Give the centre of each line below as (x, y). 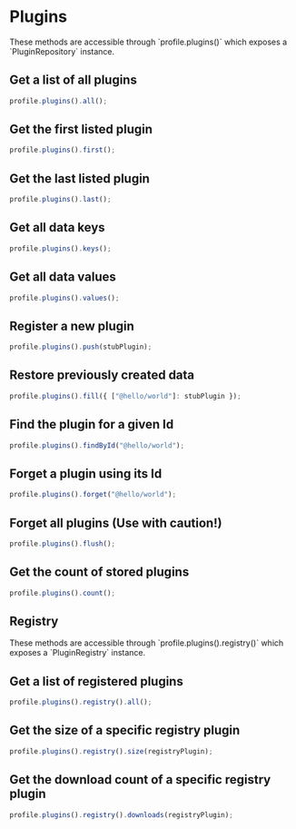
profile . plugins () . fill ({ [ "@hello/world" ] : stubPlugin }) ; (126, 396)
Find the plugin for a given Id (92, 424)
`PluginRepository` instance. (62, 51)
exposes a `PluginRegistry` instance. (78, 653)
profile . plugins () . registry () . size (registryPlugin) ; (111, 751)
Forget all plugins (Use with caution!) (116, 523)
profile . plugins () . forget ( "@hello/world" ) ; (93, 495)
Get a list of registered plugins (96, 681)
